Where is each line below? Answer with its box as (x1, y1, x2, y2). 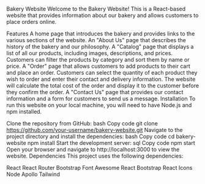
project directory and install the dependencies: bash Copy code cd (6, 133, 175, 140)
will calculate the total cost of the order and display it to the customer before (6, 82, 199, 89)
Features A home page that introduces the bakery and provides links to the (6, 30, 195, 37)
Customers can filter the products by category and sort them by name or (6, 56, 190, 63)
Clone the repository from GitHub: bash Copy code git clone (6, 120, 158, 127)
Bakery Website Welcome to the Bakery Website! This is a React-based (6, 6, 186, 12)
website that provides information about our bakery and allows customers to (6, 12, 199, 19)
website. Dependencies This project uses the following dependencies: (6, 152, 184, 160)
